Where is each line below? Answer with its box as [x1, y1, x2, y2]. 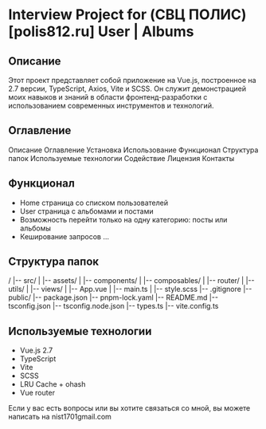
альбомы [19, 223, 52, 233]
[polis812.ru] [8, 22, 96, 41]
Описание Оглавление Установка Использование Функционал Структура [8, 145, 259, 155]
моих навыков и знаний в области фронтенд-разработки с [8, 92, 208, 101]
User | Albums [98, 22, 194, 41]
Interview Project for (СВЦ [8, 6, 186, 24]
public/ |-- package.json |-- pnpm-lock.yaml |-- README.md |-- [8, 293, 219, 302]
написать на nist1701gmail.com [8, 412, 111, 422]
